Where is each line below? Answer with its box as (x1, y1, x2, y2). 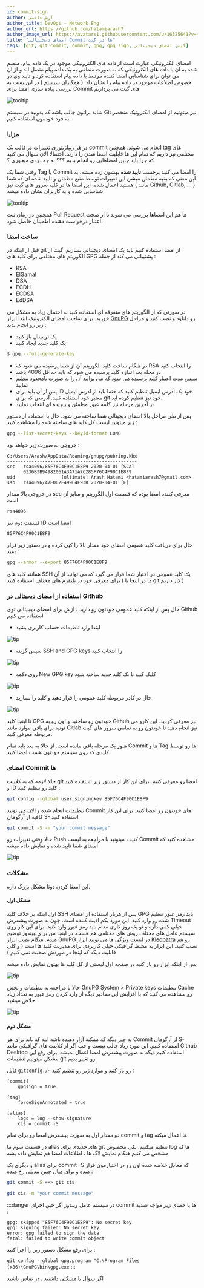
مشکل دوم (7, 1022, 31, 1030)
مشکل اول (7, 896, 31, 904)
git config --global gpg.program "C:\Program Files (7, 1257, 140, 1264)
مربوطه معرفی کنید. (7, 731, 53, 738)
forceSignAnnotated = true (18, 1100, 86, 1106)
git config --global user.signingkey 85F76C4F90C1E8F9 (7, 795, 148, 802)
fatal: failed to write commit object (7, 1235, 105, 1241)
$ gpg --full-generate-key (7, 351, 75, 357)
